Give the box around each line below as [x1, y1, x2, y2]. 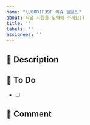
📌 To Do [6, 74, 36, 85]
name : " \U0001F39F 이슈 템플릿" [6, 9, 82, 15]
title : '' [6, 20, 32, 26]
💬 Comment [6, 109, 52, 119]
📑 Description [6, 54, 59, 65]
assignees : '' [6, 32, 43, 38]
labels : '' [6, 26, 34, 32]
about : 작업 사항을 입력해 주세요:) [6, 15, 85, 21]
